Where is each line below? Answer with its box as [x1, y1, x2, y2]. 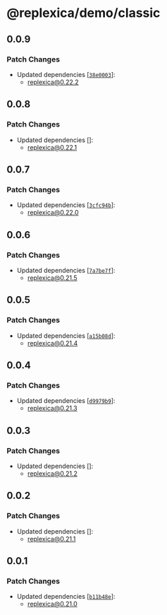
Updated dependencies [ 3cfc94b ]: [16, 201, 116, 209]
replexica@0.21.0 [27, 599, 78, 609]
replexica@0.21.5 [27, 274, 78, 282]
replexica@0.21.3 [27, 404, 78, 413]
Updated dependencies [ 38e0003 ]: [16, 70, 116, 78]
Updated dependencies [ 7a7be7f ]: [16, 266, 116, 274]
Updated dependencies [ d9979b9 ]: [16, 397, 116, 405]
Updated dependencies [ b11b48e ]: [16, 592, 116, 601]
